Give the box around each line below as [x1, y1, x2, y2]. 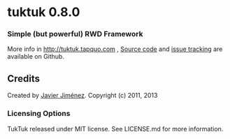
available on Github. [7, 52, 65, 61]
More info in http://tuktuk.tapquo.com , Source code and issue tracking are [7, 45, 223, 53]
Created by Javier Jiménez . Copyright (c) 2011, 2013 [7, 92, 158, 100]
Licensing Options [7, 109, 71, 119]
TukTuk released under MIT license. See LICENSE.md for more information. [7, 124, 224, 133]
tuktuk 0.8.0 [7, 4, 80, 20]
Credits [7, 73, 41, 85]
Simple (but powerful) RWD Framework [7, 29, 143, 39]
